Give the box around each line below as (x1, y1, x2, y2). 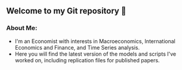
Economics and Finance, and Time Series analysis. (14, 44, 140, 51)
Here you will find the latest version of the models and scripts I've (14, 50, 177, 57)
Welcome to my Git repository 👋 (6, 6, 127, 16)
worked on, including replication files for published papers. (14, 56, 160, 63)
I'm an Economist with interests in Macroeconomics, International (14, 37, 176, 45)
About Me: (6, 24, 38, 32)
